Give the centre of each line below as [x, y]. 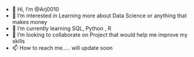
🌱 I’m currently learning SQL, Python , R [61, 28]
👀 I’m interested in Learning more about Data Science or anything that [99, 16]
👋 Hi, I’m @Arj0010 [36, 9]
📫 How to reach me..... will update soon [62, 48]
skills [19, 41]
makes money [29, 22]
